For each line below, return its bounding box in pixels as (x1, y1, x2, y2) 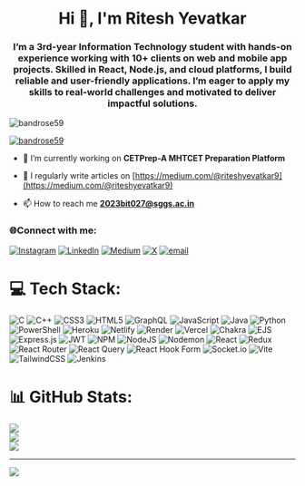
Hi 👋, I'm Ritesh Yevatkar (58, 8, 247, 29)
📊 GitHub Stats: (9, 386, 133, 407)
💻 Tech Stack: (9, 278, 122, 298)
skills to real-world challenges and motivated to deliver (28, 86, 277, 99)
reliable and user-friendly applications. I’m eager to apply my (15, 74, 290, 87)
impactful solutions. (107, 97, 198, 110)
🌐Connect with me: (9, 224, 97, 237)
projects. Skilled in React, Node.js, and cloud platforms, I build (13, 63, 292, 76)
